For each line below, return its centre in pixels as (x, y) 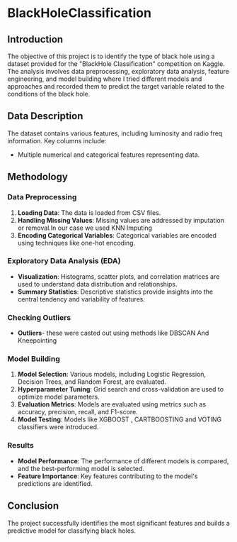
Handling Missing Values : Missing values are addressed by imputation (121, 220)
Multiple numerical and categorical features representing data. (109, 155)
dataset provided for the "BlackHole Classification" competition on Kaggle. (116, 64)
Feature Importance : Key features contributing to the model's (108, 476)
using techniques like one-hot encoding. (76, 243)
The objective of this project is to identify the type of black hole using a (111, 56)
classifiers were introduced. (58, 427)
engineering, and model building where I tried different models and (105, 79)
